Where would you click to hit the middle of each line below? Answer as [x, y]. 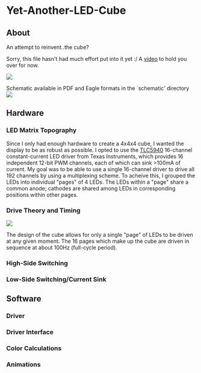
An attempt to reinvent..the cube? [48, 47]
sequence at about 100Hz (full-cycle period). [62, 247]
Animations [23, 364]
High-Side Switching [37, 263]
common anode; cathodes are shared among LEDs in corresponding [91, 188]
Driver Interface [30, 332]
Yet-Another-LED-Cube [66, 11]
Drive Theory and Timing [43, 210]
